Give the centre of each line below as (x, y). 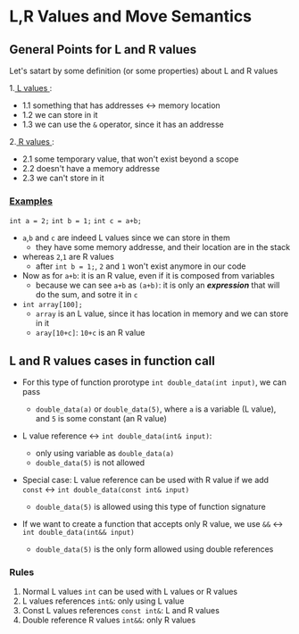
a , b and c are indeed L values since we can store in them (126, 238)
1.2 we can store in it (60, 115)
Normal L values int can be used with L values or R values (130, 592)
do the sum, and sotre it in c (87, 295)
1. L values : (31, 88)
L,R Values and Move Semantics (131, 17)
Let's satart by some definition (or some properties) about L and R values (144, 71)
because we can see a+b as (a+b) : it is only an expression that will (158, 285)
